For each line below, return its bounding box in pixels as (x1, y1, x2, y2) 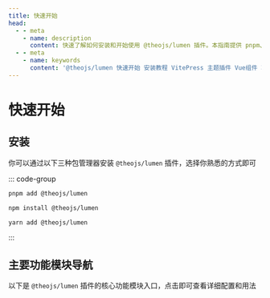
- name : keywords (22, 57, 81, 65)
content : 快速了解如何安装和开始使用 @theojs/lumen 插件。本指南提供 (29, 42, 243, 50)
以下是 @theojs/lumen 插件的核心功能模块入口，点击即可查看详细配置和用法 (8, 281, 256, 291)
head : (8, 19, 27, 27)
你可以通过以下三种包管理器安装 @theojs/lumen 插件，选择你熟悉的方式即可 (8, 158, 256, 167)
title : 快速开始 (8, 11, 58, 20)
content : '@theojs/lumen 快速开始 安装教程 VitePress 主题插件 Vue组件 (29, 64, 258, 72)
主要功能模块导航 (8, 258, 93, 272)
